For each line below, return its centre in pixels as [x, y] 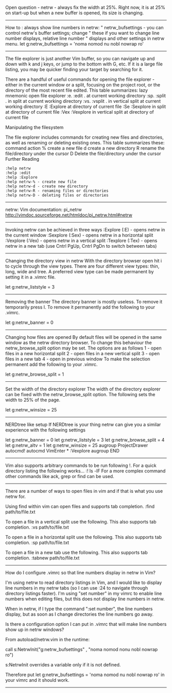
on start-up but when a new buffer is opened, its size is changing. [75, 13]
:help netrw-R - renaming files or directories [57, 191]
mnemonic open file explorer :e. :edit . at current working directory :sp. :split [86, 96]
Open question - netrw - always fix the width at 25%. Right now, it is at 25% [85, 7]
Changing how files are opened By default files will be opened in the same [84, 337]
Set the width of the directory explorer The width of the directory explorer [83, 389]
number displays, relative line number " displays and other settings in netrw [85, 38]
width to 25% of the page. [33, 400]
